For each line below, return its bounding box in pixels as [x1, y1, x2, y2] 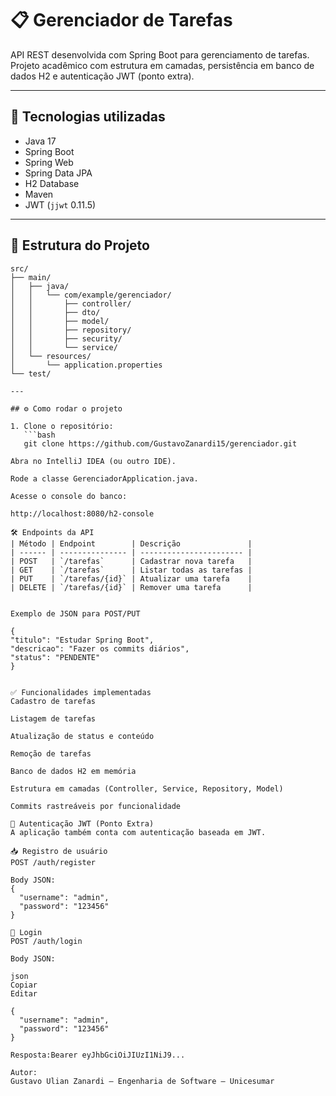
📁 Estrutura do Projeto [10, 237, 150, 254]
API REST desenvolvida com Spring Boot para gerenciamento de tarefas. [10, 48, 310, 61]
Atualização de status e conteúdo [10, 731, 155, 741]
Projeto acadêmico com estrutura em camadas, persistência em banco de [10, 59, 315, 71]
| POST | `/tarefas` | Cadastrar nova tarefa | [10, 556, 253, 566]
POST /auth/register [10, 857, 97, 867]
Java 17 [24, 135, 57, 147]
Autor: [10, 1067, 38, 1077]
